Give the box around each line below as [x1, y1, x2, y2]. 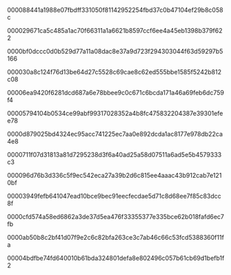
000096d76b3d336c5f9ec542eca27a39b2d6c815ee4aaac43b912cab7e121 [7, 172, 222, 179]
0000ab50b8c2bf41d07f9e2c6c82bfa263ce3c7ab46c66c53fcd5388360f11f [7, 234, 224, 241]
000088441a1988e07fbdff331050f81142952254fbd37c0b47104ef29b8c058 [7, 6, 223, 14]
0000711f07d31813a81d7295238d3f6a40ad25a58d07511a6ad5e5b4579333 [7, 151, 222, 159]
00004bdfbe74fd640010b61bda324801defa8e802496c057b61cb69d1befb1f [7, 254, 225, 262]
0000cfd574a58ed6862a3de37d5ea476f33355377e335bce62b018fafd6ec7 [7, 213, 225, 221]
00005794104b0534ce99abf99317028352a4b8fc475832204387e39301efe [7, 110, 223, 117]
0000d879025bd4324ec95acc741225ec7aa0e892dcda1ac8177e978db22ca [7, 130, 223, 138]
